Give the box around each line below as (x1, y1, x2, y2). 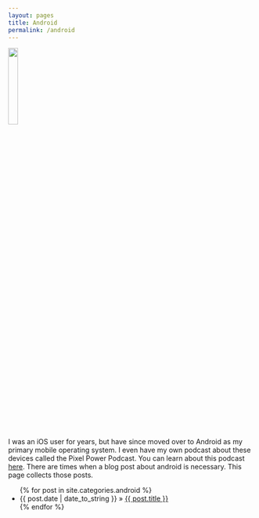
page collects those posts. (8, 470, 94, 480)
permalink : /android (8, 26, 76, 34)
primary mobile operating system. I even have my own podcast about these (8, 445, 251, 455)
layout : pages (8, 11, 55, 20)
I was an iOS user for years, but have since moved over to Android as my (8, 437, 243, 447)
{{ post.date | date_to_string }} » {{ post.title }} (19, 494, 169, 503)
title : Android (8, 19, 58, 27)
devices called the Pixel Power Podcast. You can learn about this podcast (8, 454, 245, 463)
